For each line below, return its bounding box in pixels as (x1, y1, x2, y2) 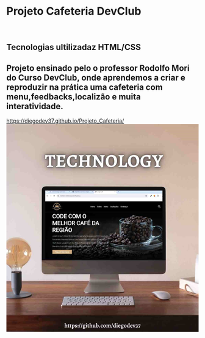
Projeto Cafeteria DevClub (6, 4, 142, 18)
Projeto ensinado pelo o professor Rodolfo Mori (6, 63, 190, 73)
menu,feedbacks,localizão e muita (6, 92, 142, 102)
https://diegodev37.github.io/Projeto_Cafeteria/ (6, 117, 124, 124)
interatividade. (6, 101, 64, 111)
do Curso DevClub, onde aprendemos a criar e (6, 72, 185, 83)
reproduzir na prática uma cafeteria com (6, 82, 163, 92)
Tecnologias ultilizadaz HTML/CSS (6, 42, 142, 52)
